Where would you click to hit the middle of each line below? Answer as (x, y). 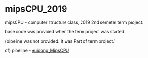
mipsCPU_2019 (36, 9)
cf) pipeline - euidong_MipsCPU (37, 50)
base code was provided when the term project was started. (65, 31)
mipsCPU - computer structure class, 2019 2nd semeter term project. (74, 22)
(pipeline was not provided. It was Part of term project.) (60, 41)
